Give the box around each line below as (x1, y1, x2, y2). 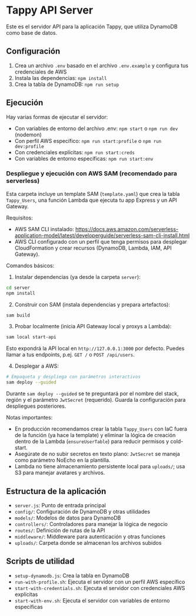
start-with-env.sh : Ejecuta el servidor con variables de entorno (14, 597, 170, 604)
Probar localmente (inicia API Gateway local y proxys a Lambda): (14, 323, 172, 330)
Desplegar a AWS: (14, 362, 59, 369)
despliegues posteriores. (6, 402, 67, 409)
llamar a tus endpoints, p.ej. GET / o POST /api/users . (6, 351, 135, 358)
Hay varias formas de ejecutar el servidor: (6, 113, 108, 121)
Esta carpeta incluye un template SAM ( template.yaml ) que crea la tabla (6, 190, 180, 197)
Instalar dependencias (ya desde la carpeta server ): (14, 273, 141, 280)
